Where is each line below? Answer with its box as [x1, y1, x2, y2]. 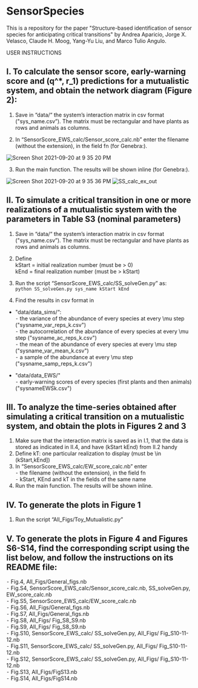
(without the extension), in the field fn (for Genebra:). [15, 142, 147, 149]
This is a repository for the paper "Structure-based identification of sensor [6, 24, 193, 32]
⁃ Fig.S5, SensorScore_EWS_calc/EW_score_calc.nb [6, 598, 137, 604]
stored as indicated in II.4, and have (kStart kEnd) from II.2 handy [15, 443, 177, 451]
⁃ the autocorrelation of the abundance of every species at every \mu [15, 328, 189, 335]
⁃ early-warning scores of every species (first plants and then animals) [15, 378, 192, 385]
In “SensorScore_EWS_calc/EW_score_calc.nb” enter [15, 463, 148, 470]
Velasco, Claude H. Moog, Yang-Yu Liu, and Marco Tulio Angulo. [6, 37, 167, 44]
